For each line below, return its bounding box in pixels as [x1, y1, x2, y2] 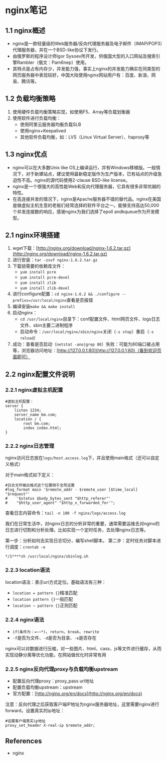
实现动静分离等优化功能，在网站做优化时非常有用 [5, 652, 106, 658]
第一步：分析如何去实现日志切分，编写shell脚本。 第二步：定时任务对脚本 [5, 537, 157, 544]
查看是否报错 [66, 297, 93, 303]
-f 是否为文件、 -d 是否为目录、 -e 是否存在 [12, 635, 97, 641]
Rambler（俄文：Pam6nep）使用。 [17, 59, 89, 65]
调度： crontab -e [9, 544, 46, 550]
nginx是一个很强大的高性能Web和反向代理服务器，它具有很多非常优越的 [12, 183, 161, 189]
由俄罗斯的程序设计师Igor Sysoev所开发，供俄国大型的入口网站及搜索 [12, 53, 156, 59]
